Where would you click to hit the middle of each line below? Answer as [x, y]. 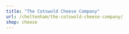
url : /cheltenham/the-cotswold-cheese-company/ [65, 17]
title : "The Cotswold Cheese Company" [53, 11]
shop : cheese [22, 22]
